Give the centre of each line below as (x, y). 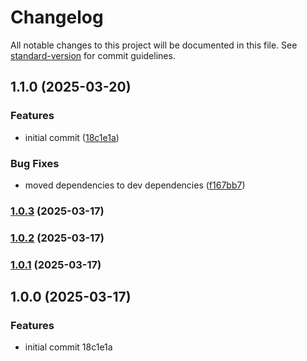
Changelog (57, 17)
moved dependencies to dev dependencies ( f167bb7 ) (135, 185)
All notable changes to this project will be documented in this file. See (154, 45)
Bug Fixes (35, 163)
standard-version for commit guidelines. (93, 55)
